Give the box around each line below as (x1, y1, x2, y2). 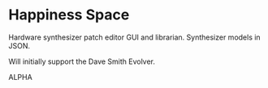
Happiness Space (8, 6, 130, 24)
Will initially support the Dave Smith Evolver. (8, 57, 156, 66)
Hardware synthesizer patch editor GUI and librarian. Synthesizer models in (8, 32, 262, 42)
